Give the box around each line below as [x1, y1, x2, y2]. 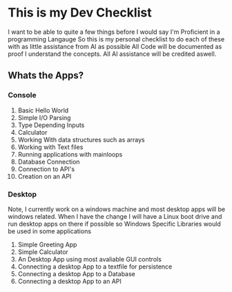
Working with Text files [17, 143, 84, 151]
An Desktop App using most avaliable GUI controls [17, 255, 162, 263]
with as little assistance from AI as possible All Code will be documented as [8, 42, 222, 50]
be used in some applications [8, 226, 92, 235]
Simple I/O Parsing [17, 113, 71, 121]
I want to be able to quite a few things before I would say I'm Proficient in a [8, 28, 220, 36]
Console [8, 90, 37, 100]
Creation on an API [17, 172, 72, 180]
